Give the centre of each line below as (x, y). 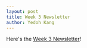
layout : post (22, 11)
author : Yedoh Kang (30, 22)
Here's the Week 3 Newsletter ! (44, 39)
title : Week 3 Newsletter (38, 17)
